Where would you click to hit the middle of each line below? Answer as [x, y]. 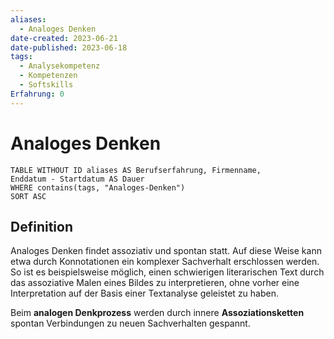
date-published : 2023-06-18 [69, 47]
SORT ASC [28, 196]
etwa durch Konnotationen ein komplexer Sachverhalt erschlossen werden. [165, 262]
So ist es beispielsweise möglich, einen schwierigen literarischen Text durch [167, 272]
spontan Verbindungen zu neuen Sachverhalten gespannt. [130, 323]
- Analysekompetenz [60, 66]
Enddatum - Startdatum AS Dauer [77, 179]
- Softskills [46, 85]
